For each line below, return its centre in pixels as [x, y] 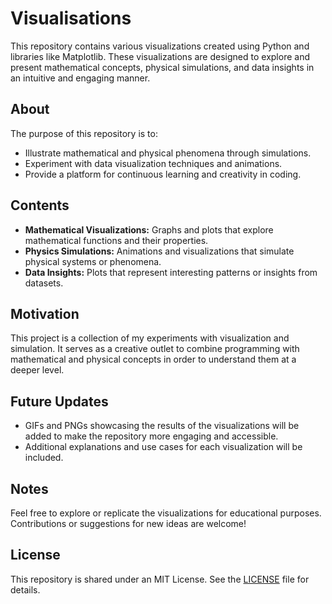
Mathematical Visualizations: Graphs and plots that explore [149, 229]
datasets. [44, 283]
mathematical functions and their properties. [116, 240]
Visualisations [71, 18]
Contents [40, 205]
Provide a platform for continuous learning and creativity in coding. [163, 174]
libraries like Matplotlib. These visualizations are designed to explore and [160, 56]
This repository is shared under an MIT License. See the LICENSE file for [160, 579]
